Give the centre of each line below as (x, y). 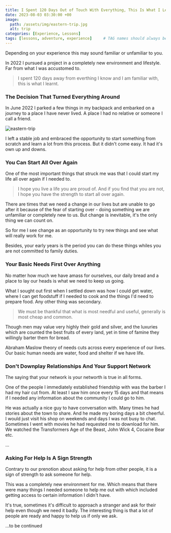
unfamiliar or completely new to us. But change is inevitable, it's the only (81, 215)
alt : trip (20, 29)
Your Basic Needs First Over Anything (53, 264)
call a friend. (18, 119)
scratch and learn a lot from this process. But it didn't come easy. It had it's (84, 144)
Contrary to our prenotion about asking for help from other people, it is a (81, 469)
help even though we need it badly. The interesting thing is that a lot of (79, 511)
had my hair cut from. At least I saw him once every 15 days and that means (84, 393)
